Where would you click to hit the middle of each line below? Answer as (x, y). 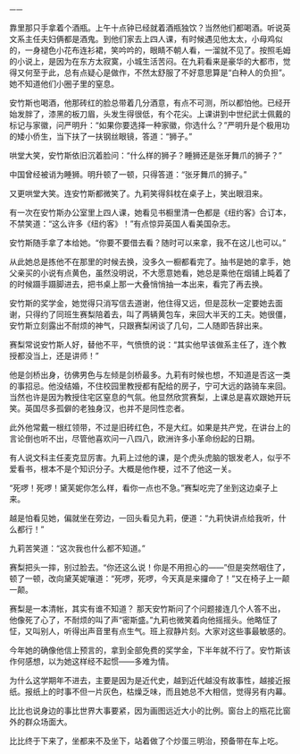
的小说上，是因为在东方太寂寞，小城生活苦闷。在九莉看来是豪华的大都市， (146, 61)
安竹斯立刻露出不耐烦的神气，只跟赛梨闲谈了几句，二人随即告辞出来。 (138, 326)
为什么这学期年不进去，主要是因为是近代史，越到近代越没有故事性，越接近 (146, 680)
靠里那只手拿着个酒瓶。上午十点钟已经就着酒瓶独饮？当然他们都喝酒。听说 (146, 28)
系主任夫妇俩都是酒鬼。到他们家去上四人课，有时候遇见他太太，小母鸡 (146, 39)
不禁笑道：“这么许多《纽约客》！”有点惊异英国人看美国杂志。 (122, 223)
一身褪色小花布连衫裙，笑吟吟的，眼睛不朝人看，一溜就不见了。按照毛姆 (158, 50)
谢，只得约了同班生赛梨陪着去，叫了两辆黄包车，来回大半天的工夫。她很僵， (150, 314)
